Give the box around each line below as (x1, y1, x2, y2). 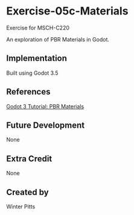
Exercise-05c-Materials (6, 4, 129, 18)
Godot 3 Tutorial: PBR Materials (6, 102, 85, 110)
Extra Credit (6, 154, 53, 164)
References (6, 87, 51, 97)
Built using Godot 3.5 (6, 69, 59, 76)
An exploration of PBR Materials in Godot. (6, 36, 110, 43)
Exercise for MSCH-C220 (6, 24, 70, 31)
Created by (6, 187, 49, 197)
